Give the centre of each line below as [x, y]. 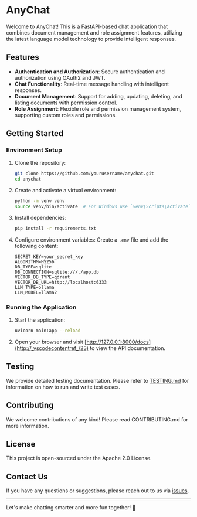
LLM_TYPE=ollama [34, 287]
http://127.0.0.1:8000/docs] [119, 342]
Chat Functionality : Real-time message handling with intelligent [91, 84]
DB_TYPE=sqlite [33, 267]
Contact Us [27, 476]
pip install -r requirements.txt [55, 228]
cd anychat [28, 179]
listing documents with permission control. [66, 103]
